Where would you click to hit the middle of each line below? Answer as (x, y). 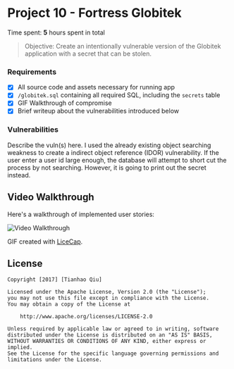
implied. (20, 348)
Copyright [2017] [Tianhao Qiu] (55, 280)
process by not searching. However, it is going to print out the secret (107, 168)
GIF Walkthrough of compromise (64, 103)
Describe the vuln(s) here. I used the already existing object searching (109, 145)
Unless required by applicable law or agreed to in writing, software (113, 329)
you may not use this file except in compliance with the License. (109, 298)
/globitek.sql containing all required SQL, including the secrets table (119, 95)
